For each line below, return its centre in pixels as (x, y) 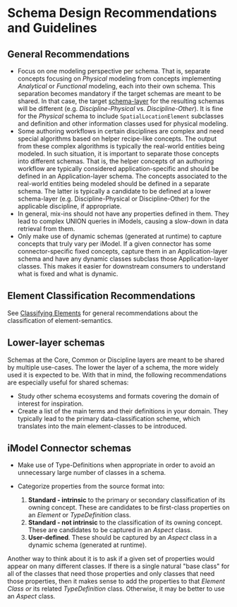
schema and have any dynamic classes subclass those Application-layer (123, 259)
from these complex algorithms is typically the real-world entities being (121, 146)
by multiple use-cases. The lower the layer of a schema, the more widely (113, 367)
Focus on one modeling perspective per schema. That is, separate (114, 71)
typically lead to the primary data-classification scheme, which (109, 418)
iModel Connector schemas (69, 448)
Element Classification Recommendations (101, 296)
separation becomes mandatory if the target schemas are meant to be (119, 94)
